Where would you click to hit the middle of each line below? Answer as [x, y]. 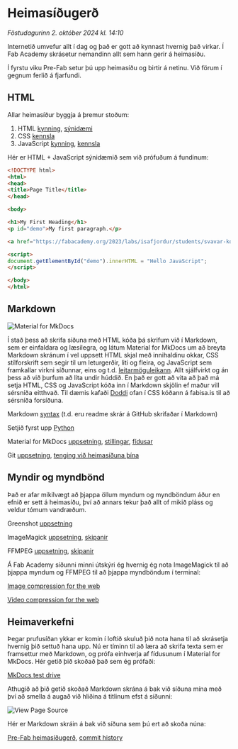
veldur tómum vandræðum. [47, 509]
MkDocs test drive [34, 675]
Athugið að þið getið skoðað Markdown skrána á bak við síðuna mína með [114, 689]
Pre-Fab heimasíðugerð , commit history [65, 738]
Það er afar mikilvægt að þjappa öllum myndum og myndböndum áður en [114, 494]
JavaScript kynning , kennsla [59, 143]
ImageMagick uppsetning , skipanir [58, 537]
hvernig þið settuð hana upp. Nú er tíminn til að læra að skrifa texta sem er [115, 646]
